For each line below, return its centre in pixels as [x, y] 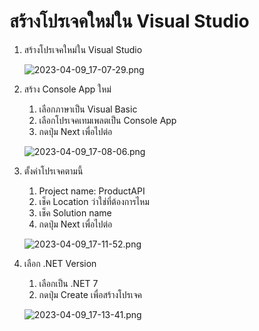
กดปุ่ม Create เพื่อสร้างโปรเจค [90, 294]
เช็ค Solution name [75, 212]
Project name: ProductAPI [92, 191]
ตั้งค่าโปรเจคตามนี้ [53, 171]
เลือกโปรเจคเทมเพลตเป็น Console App [107, 120]
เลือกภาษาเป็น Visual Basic [88, 109]
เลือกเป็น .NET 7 [68, 283]
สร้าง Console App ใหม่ [67, 89]
